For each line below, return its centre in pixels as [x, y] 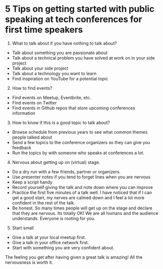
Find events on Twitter [34, 103]
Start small [23, 228]
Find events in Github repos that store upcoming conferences [73, 108]
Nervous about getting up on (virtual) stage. [56, 162]
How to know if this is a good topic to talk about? [61, 123]
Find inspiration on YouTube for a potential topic [60, 79]
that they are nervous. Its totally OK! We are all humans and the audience [85, 213]
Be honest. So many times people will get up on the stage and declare [82, 208]
